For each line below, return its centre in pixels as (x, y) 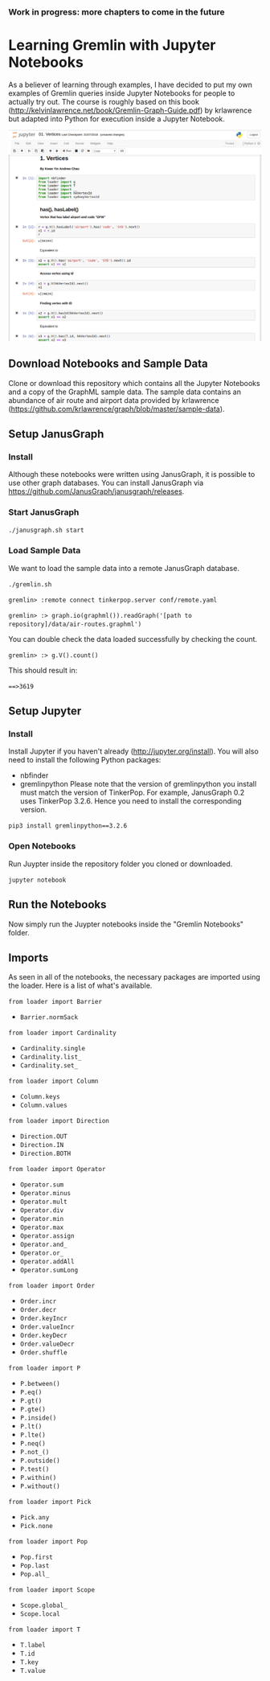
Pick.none (37, 1527)
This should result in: (43, 670)
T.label (33, 1646)
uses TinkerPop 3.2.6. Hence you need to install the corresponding (131, 801)
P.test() (35, 1469)
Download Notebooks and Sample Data (108, 364)
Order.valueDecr (47, 1344)
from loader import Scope (51, 1590)
